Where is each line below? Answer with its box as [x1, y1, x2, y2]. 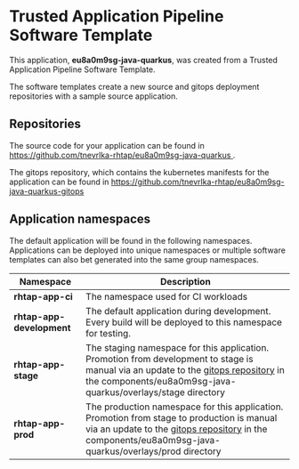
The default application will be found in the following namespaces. [9, 235, 253, 246]
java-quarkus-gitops [9, 185, 85, 197]
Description [159, 275, 211, 287]
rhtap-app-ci [13, 290, 73, 303]
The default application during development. [85, 304, 271, 317]
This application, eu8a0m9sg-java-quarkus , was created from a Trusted [9, 54, 279, 65]
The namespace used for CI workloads [85, 290, 247, 303]
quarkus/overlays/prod [85, 445, 182, 457]
